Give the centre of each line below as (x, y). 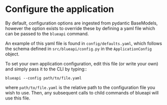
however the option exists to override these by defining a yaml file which (80, 28)
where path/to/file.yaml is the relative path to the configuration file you (80, 87)
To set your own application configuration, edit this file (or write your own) (82, 63)
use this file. (18, 98)
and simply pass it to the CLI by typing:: (46, 69)
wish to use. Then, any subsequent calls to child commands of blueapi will (82, 92)
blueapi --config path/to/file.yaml (43, 78)
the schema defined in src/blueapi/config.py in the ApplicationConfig (78, 48)
